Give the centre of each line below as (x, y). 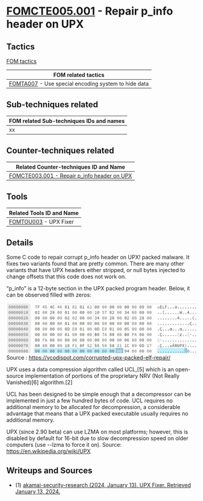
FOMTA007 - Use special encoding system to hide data (79, 83)
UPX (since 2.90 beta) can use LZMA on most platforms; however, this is (97, 432)
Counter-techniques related (60, 150)
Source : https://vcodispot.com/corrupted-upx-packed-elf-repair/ (88, 358)
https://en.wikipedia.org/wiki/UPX (49, 451)
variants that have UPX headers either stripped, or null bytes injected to (96, 270)
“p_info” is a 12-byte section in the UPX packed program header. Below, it (98, 289)
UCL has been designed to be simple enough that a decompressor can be (99, 394)
